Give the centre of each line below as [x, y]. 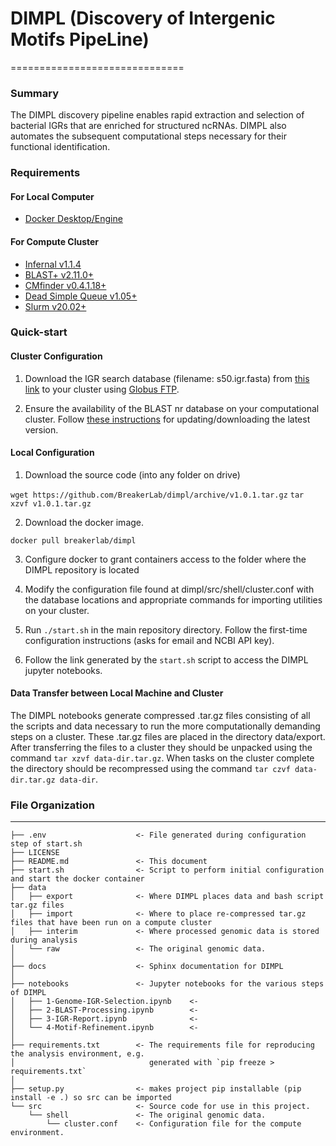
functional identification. [60, 147]
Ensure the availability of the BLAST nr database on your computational [172, 408]
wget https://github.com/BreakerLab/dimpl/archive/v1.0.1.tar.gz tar [157, 495]
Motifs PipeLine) [80, 39]
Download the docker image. [84, 522]
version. [41, 429]
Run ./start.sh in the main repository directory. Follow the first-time [166, 629]
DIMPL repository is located [82, 569]
